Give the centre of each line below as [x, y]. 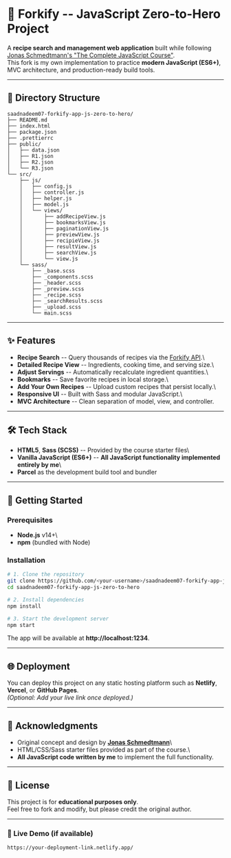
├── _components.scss [63, 277]
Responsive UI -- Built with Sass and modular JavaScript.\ [100, 394]
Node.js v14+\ [37, 535]
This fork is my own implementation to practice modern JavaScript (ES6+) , [114, 62]
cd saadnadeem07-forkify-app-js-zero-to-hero [73, 588]
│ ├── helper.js [46, 198]
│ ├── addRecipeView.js [63, 217]
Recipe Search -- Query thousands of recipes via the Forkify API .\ [111, 357]
